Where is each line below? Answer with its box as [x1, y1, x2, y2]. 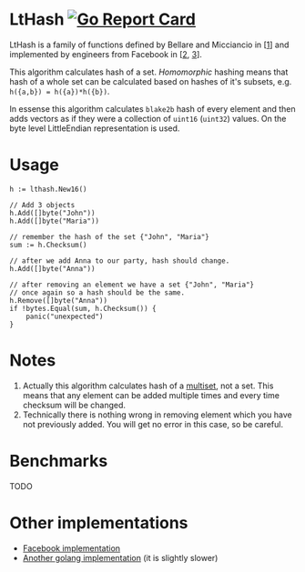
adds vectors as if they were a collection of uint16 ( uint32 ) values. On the [9, 113, 287, 124]
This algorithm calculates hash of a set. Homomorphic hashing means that [9, 66, 289, 77]
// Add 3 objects [9, 200, 76, 209]
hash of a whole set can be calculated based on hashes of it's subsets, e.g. [9, 75, 292, 86]
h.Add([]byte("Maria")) [9, 216, 100, 226]
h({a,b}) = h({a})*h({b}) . [9, 85, 110, 96]
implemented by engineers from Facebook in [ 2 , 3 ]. [9, 48, 203, 59]
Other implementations [9, 512, 188, 533]
